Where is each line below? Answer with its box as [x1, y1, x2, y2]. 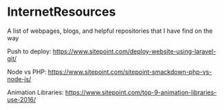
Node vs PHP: [7, 68, 47, 76]
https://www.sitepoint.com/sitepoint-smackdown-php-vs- [47, 68, 212, 76]
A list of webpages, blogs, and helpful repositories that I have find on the [7, 27, 213, 35]
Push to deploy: [7, 47, 52, 55]
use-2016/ [7, 95, 36, 103]
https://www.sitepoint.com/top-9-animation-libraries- [65, 88, 217, 96]
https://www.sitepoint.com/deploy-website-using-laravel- [52, 47, 216, 55]
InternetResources [7, 4, 116, 20]
